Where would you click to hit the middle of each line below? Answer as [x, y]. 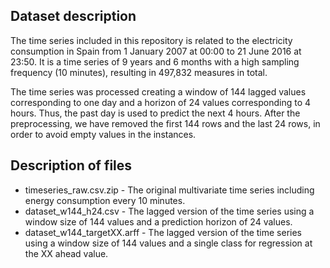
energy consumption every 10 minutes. [105, 200]
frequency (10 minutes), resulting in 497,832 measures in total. [139, 72]
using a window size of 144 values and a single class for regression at [168, 243]
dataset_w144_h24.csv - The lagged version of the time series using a [169, 211]
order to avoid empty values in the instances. [103, 134]
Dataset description [73, 16]
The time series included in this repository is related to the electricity [151, 40]
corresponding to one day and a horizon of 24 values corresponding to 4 [161, 102]
